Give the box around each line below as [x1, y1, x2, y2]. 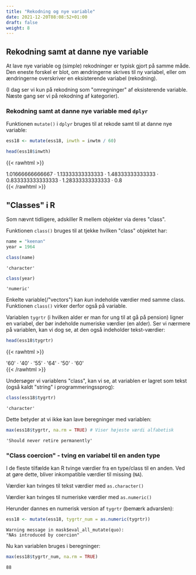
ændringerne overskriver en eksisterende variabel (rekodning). [6, 75, 158, 82]
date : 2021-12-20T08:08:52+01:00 [6, 14, 88, 20]
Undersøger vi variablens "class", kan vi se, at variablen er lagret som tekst [6, 377, 187, 385]
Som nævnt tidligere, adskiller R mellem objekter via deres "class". [6, 216, 166, 223]
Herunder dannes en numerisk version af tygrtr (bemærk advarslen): [6, 505, 174, 512]
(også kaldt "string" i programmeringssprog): [6, 384, 115, 391]
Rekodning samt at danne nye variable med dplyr [6, 107, 148, 115]
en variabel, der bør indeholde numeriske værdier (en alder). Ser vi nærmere [6, 320, 191, 327]
